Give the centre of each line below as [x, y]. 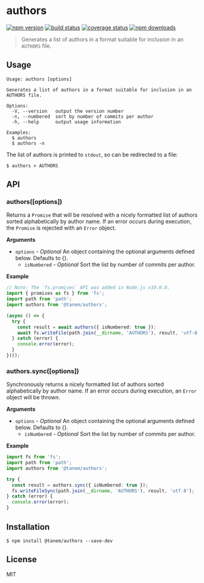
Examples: [19, 132]
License [22, 559]
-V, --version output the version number [68, 111]
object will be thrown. [33, 397]
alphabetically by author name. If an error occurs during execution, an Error [101, 391]
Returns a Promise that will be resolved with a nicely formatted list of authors [102, 215]
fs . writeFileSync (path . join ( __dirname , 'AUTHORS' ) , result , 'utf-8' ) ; [103, 491]
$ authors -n [28, 143]
